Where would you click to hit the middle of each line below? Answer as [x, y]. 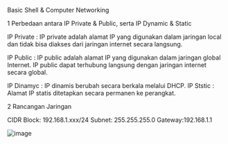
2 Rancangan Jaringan [40, 106]
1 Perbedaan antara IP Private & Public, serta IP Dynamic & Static [99, 23]
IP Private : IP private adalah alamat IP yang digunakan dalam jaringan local [114, 37]
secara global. [27, 72]
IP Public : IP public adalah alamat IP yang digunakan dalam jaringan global [114, 57]
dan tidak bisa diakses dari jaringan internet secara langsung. [95, 44]
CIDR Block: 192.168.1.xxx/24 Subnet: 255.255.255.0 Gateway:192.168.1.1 [110, 120]
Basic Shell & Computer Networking [58, 10]
